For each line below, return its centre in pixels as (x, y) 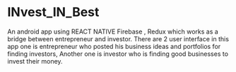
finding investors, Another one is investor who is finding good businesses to (118, 54)
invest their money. (35, 61)
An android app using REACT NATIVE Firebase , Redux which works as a (113, 31)
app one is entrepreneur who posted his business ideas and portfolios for (114, 46)
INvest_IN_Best (53, 12)
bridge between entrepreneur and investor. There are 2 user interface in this (118, 38)
